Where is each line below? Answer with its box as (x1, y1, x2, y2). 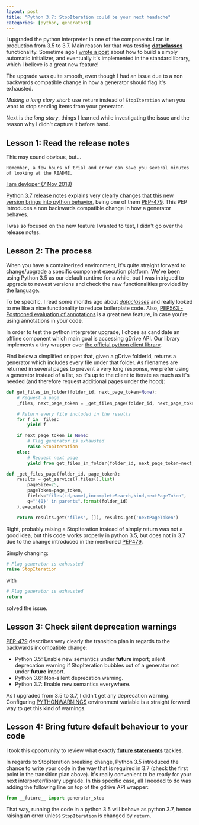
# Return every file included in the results (17, 411, 131, 417)
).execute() (17, 504, 46, 510)
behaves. (6, 211, 28, 218)
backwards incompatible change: (6, 644, 88, 651)
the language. (6, 287, 40, 294)
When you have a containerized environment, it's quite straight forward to (6, 262, 186, 268)
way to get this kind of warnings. (6, 704, 86, 711)
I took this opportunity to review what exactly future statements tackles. (6, 747, 184, 754)
